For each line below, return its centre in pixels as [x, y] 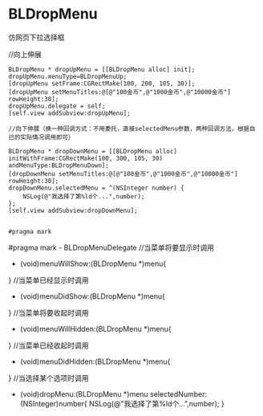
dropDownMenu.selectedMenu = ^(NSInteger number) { [96, 188]
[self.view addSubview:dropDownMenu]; [73, 210]
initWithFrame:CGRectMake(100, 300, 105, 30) [85, 158]
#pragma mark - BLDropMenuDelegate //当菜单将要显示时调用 [111, 247]
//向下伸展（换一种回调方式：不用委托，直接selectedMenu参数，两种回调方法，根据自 [132, 128]
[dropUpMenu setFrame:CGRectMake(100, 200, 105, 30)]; [102, 84]
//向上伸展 [25, 54]
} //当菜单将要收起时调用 [49, 312]
